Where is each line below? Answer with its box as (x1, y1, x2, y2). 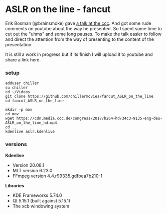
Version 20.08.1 (12, 162, 44, 168)
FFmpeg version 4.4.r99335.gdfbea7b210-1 (12, 173, 103, 179)
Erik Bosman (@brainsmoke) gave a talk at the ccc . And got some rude (5, 20, 151, 26)
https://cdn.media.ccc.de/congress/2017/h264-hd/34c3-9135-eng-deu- (16, 116, 163, 121)
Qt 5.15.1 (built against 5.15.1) (12, 197, 71, 203)
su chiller (5, 85, 28, 90)
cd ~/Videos (5, 90, 30, 95)
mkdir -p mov (5, 107, 33, 112)
